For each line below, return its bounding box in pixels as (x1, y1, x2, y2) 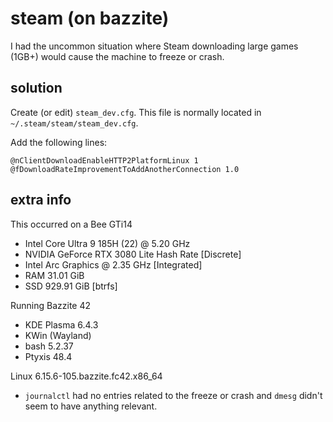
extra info (10, 192, 72, 209)
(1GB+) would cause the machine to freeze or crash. (10, 50, 225, 62)
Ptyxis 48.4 (24, 350, 73, 362)
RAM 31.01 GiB (24, 269, 85, 281)
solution (10, 80, 63, 97)
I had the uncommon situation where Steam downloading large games (10, 40, 299, 52)
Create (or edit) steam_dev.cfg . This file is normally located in (10, 106, 262, 118)
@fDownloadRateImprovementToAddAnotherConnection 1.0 (10, 164, 240, 174)
